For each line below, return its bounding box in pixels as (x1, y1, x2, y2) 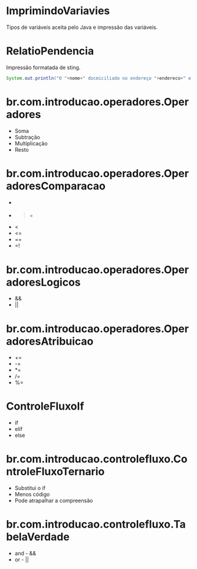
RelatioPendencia (6, 44, 94, 58)
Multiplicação (14, 140, 48, 147)
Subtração (14, 133, 40, 140)
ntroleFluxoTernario (6, 465, 105, 479)
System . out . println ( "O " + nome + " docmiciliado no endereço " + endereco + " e (6, 75, 192, 81)
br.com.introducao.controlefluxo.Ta (6, 518, 186, 531)
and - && (14, 550, 37, 557)
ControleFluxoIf (6, 400, 84, 413)
